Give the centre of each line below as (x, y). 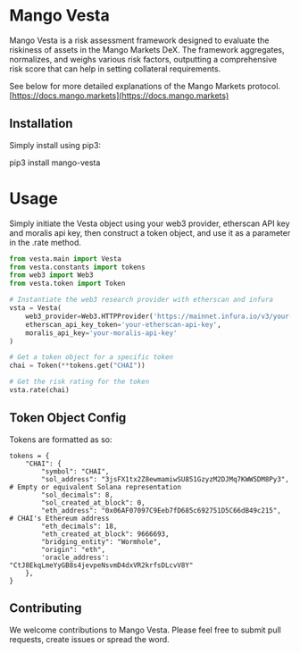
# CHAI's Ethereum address (59, 518)
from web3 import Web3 (51, 275)
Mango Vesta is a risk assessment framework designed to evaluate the (139, 40)
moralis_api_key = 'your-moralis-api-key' (101, 333)
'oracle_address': (75, 557)
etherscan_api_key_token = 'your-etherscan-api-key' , (123, 324)
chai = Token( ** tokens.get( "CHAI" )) (77, 366)
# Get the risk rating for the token (79, 382)
